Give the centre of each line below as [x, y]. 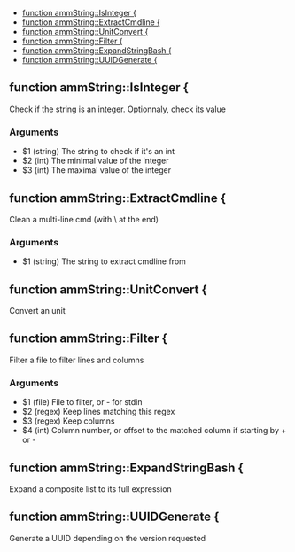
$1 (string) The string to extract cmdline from [104, 261]
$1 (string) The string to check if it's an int [98, 152]
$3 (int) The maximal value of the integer [96, 170]
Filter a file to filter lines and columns [77, 360]
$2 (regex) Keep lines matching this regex [98, 412]
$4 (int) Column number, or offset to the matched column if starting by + [154, 431]
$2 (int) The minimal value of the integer [96, 161]
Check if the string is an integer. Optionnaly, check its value [117, 109]
